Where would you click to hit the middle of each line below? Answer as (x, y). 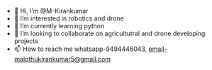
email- (158, 49)
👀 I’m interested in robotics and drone (69, 18)
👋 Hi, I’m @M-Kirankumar (51, 11)
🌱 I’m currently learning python (59, 26)
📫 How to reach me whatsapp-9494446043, (80, 49)
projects (26, 41)
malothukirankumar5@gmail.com (62, 59)
